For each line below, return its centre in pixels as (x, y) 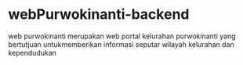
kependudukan (33, 52)
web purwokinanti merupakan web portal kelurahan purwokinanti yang (122, 36)
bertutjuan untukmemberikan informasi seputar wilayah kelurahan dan (121, 44)
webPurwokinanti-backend (99, 14)
